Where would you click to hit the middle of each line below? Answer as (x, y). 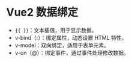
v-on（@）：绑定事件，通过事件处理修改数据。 (72, 52)
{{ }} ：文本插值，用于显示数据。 (56, 30)
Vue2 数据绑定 (42, 12)
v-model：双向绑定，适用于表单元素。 (62, 45)
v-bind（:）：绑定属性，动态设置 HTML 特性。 (71, 37)
